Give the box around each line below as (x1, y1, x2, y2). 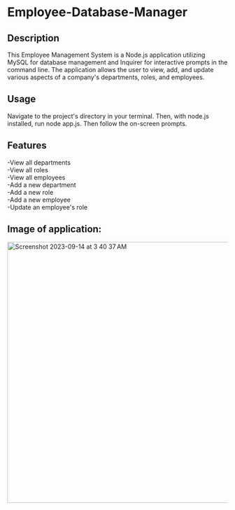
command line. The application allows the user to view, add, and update (7, 66, 214, 74)
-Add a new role (7, 188, 54, 196)
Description (7, 32, 59, 44)
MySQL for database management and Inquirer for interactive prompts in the (7, 58, 228, 67)
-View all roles (7, 165, 49, 174)
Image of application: (7, 223, 102, 235)
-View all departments (7, 158, 71, 167)
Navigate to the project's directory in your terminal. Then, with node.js (7, 111, 210, 120)
